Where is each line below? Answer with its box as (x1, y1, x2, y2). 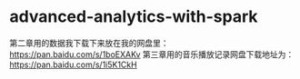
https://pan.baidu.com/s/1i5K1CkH (9, 59, 138, 70)
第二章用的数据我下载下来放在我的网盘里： (9, 37, 169, 48)
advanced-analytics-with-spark (9, 6, 258, 27)
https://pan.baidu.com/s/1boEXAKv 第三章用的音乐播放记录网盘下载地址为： (9, 48, 295, 60)
